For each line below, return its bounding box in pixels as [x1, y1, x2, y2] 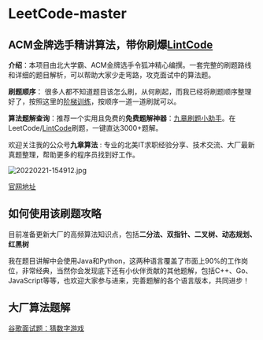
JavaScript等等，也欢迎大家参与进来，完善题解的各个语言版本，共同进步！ [8, 275, 250, 285]
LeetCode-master [8, 5, 128, 23]
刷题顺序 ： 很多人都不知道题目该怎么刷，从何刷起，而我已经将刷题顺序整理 [8, 87, 252, 96]
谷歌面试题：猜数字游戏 [8, 323, 84, 333]
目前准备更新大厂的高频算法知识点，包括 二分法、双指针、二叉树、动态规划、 [8, 229, 257, 238]
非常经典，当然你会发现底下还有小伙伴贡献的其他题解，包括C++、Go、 [21, 265, 253, 275]
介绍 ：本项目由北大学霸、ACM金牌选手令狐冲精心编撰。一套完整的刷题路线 [8, 61, 252, 69]
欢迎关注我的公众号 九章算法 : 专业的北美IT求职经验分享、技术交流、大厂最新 [8, 140, 255, 150]
